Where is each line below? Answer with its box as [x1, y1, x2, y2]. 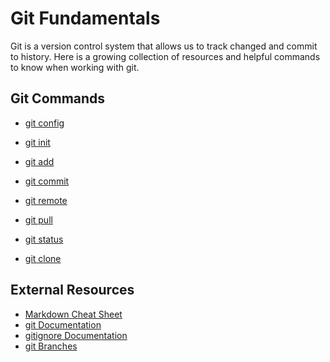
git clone [24, 252, 62, 264]
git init [24, 136, 51, 148]
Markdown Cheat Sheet [24, 308, 123, 320]
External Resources [10, 282, 135, 299]
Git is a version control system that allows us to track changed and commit [10, 40, 318, 52]
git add [24, 155, 55, 167]
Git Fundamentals [10, 7, 161, 30]
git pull [24, 213, 53, 226]
